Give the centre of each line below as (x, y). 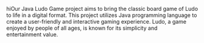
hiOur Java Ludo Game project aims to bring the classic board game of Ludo (102, 9)
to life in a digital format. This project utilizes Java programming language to (102, 15)
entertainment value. (32, 35)
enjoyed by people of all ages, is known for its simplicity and (82, 28)
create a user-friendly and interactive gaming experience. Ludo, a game (97, 21)
